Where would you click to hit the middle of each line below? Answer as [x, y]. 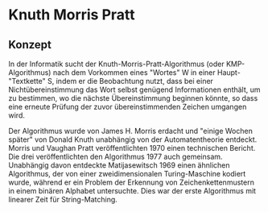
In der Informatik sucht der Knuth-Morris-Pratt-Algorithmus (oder [116, 64]
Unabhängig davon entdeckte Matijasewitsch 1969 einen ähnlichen [119, 165]
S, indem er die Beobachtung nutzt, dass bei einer [130, 81]
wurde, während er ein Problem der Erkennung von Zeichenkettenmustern [132, 182]
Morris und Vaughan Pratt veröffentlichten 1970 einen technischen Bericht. [132, 148]
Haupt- [229, 73]
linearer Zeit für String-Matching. [63, 200]
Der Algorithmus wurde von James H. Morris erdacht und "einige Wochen [131, 131]
